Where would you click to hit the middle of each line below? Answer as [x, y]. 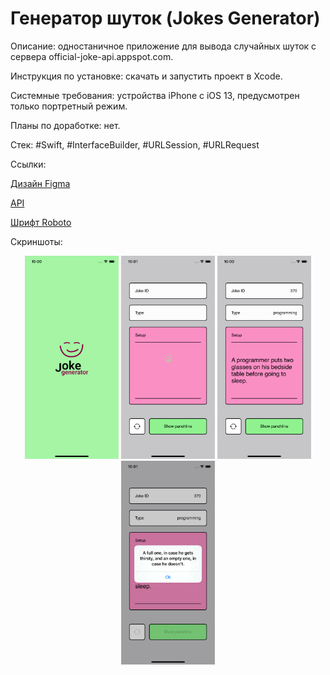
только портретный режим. [69, 106]
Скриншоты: [36, 241]
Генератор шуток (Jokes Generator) [165, 18]
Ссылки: [28, 164]
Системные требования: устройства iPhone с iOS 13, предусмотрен [155, 95]
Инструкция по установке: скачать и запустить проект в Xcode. [146, 76]
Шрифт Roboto [41, 222]
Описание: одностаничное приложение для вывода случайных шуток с [163, 46]
